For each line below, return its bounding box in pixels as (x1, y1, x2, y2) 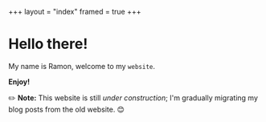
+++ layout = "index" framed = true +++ (8, 7, 141, 16)
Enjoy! (8, 76, 31, 87)
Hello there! (8, 35, 88, 53)
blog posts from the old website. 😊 (8, 104, 125, 114)
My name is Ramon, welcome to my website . (8, 61, 155, 71)
